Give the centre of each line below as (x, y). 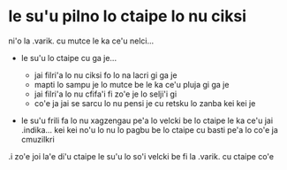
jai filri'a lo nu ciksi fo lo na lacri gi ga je (106, 75)
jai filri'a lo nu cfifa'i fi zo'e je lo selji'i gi (106, 94)
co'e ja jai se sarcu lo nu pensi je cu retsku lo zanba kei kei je (145, 103)
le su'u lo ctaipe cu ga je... (68, 58)
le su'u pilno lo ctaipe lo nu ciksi (128, 16)
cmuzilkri (38, 139)
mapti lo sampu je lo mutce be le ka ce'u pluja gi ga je (132, 84)
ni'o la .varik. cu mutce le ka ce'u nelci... (81, 41)
